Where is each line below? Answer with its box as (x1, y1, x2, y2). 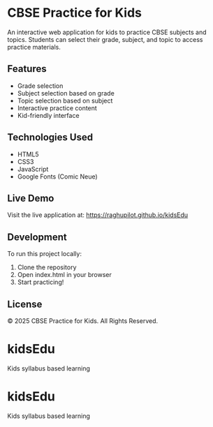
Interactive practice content (17, 103, 98, 112)
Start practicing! (17, 278, 64, 287)
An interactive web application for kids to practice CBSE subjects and (7, 28, 207, 36)
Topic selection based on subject (17, 96, 113, 105)
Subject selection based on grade (17, 89, 115, 97)
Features (7, 63, 47, 75)
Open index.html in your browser (17, 271, 112, 279)
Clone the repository (17, 263, 77, 271)
